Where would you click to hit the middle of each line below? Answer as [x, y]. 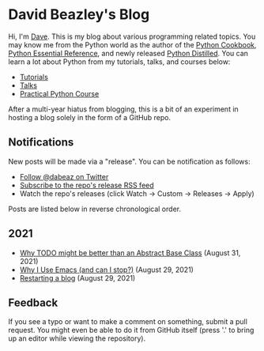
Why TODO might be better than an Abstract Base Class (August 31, [130, 253]
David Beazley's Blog [79, 15]
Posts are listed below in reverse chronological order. [95, 209]
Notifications [41, 143]
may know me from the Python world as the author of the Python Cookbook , [132, 44]
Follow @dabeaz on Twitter [64, 176]
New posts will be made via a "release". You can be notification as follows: [129, 161]
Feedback [33, 302]
